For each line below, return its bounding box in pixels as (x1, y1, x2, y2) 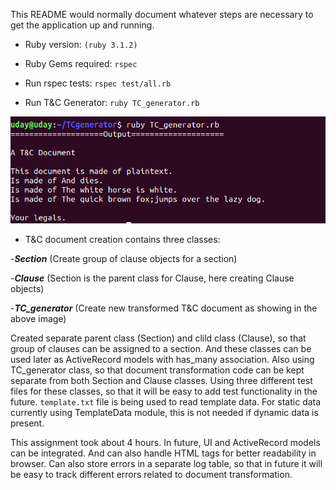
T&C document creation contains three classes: (24, 233, 221, 245)
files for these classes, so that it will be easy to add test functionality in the (10, 385, 318, 397)
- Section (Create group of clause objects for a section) (10, 252, 238, 264)
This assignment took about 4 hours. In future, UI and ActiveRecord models (10, 436, 321, 448)
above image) (10, 312, 67, 324)
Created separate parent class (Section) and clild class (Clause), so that (10, 332, 307, 344)
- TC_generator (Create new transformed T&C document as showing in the (10, 302, 318, 314)
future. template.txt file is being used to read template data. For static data (10, 395, 322, 408)
